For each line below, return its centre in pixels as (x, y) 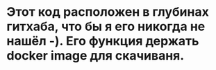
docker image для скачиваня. (95, 56)
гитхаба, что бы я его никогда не (106, 26)
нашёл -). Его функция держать (103, 41)
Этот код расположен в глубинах (108, 12)
